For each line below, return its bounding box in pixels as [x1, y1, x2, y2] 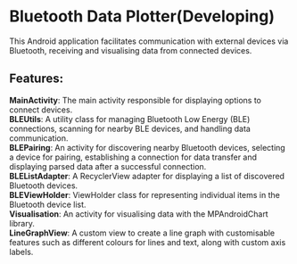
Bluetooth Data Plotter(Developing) [9, 6, 275, 27]
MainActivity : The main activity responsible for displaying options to [9, 95, 261, 105]
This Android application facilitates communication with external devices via [9, 36, 289, 46]
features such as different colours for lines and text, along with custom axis [9, 236, 286, 247]
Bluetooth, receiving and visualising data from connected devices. [9, 45, 252, 55]
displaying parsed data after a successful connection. [9, 161, 207, 171]
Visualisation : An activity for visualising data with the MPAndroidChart [9, 208, 269, 219]
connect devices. [9, 104, 73, 115]
